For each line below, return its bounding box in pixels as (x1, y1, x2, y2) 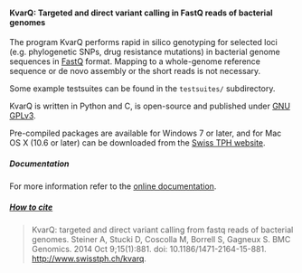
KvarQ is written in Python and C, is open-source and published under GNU (9, 100, 291, 112)
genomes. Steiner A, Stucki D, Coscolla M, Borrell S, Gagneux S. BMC (31, 234, 291, 245)
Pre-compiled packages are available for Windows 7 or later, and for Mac (9, 127, 282, 139)
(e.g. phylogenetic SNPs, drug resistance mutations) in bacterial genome (9, 46, 280, 58)
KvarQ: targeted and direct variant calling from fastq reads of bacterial (31, 224, 294, 235)
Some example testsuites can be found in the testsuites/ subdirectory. (9, 83, 276, 94)
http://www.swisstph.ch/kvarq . (31, 253, 147, 264)
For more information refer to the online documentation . (9, 181, 217, 192)
